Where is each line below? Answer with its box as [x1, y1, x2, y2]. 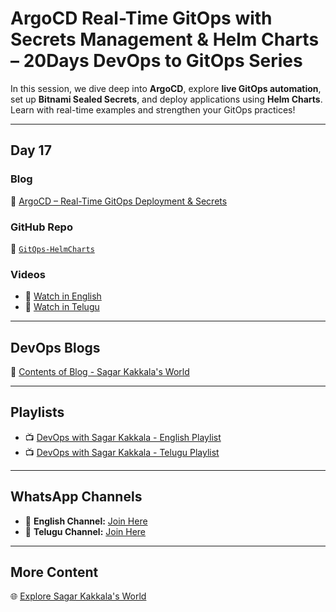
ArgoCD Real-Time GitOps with [10, 7, 273, 30]
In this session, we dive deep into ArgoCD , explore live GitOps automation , [10, 82, 322, 94]
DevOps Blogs [10, 339, 101, 356]
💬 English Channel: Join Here [24, 515, 148, 527]
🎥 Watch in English [24, 290, 102, 302]
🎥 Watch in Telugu [24, 301, 100, 313]
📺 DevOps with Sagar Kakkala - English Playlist [24, 431, 222, 443]
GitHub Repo [10, 220, 73, 234]
